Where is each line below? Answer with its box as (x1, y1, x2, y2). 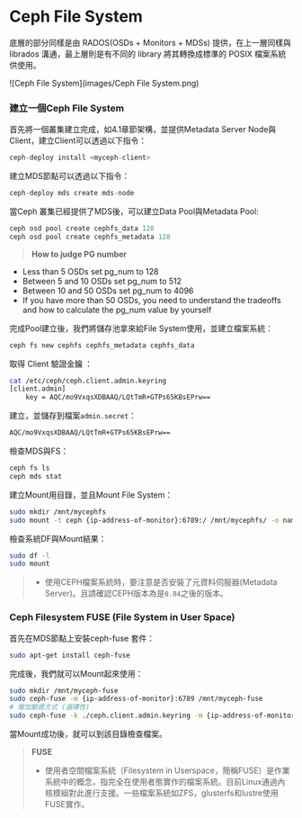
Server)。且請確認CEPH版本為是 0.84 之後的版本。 (44, 588, 228, 599)
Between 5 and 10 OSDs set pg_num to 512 (22, 275, 182, 286)
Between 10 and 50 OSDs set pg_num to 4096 (22, 285, 194, 296)
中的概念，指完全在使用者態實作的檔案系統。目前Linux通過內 (60, 777, 286, 787)
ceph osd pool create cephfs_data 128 (9, 223, 155, 233)
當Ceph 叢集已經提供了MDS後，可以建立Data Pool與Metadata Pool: (9, 205, 259, 217)
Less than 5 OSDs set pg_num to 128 (22, 265, 159, 276)
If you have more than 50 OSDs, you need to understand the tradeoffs (22, 294, 281, 305)
